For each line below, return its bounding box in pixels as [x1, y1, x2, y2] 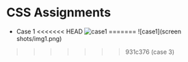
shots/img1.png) [16, 34, 62, 42]
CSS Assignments [6, 5, 111, 20]
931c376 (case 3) [125, 48, 175, 56]
